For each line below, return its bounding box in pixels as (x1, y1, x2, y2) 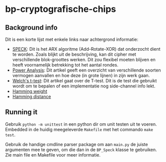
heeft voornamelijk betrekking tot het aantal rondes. (12, 62, 118, 68)
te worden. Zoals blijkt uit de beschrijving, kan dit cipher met (12, 51, 137, 57)
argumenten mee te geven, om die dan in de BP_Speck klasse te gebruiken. (5, 147, 158, 153)
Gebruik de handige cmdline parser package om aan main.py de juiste (5, 141, 148, 147)
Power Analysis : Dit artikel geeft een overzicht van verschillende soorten (12, 67, 161, 73)
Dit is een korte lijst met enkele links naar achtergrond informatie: (5, 36, 138, 42)
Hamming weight (12, 88, 47, 94)
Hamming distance (12, 93, 51, 99)
